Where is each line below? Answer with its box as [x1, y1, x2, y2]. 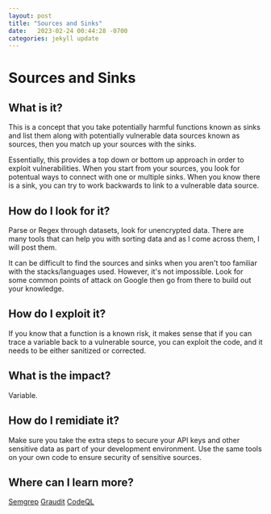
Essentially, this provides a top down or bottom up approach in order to [8, 155, 244, 165]
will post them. [8, 242, 57, 252]
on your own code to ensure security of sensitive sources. [8, 452, 202, 462]
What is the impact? [8, 369, 111, 383]
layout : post [8, 11, 52, 20]
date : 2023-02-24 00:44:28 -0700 [8, 27, 128, 35]
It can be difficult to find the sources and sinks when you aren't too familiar [8, 259, 258, 268]
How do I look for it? [8, 204, 110, 218]
